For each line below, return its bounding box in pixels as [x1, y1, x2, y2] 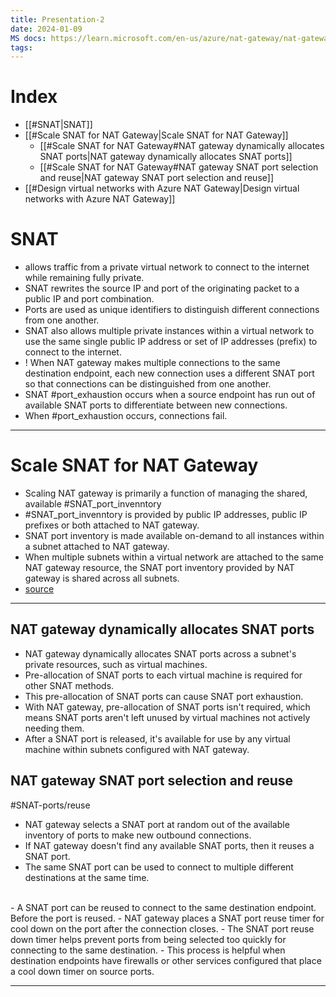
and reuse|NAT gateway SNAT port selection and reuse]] [39, 172, 274, 184]
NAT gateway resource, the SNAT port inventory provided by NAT [24, 562, 295, 574]
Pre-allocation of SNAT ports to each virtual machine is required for [24, 669, 303, 681]
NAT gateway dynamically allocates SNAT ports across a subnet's [24, 647, 297, 660]
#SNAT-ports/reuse [10, 799, 91, 811]
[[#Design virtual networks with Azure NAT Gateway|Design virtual [24, 182, 300, 195]
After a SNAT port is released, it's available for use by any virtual [24, 732, 291, 745]
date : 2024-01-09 [10, 24, 83, 34]
